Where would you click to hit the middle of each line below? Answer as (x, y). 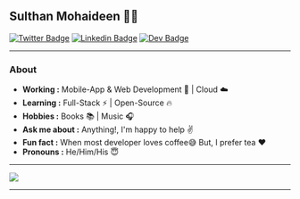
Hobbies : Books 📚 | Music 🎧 (78, 116)
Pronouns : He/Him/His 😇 (70, 152)
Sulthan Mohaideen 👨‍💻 (74, 17)
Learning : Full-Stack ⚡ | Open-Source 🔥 (97, 103)
